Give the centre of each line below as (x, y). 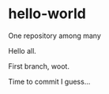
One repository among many (54, 36)
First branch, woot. (39, 66)
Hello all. (23, 51)
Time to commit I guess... (49, 81)
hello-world (47, 14)
